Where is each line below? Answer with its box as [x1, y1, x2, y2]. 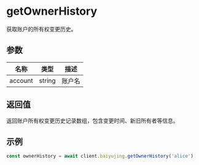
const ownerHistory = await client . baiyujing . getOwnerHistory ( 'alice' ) [6, 153, 193, 159]
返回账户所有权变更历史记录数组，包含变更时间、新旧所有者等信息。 [6, 117, 179, 124]
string [39, 76, 57, 85]
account [9, 76, 34, 85]
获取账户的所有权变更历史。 [6, 25, 77, 33]
